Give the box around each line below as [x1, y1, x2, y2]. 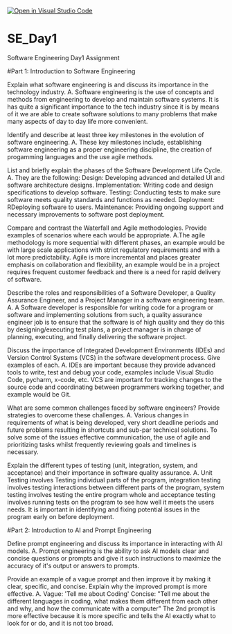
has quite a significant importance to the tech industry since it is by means [7, 102, 220, 111]
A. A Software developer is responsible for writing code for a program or [7, 303, 214, 311]
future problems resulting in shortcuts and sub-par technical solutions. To [7, 426, 217, 434]
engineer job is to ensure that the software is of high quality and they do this [7, 318, 225, 326]
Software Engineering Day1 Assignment [7, 53, 120, 62]
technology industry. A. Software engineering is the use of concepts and [7, 87, 215, 96]
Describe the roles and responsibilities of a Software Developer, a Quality [7, 288, 216, 297]
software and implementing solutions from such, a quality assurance [7, 310, 203, 318]
